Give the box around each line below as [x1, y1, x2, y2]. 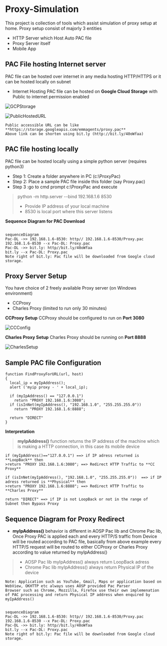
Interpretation [5, 428, 35, 435]
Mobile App [12, 45, 36, 51]
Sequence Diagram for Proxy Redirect [5, 515, 125, 523]
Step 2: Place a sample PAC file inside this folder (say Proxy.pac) [12, 178, 146, 184]
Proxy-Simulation [5, 3, 79, 15]
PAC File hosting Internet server [5, 60, 106, 68]
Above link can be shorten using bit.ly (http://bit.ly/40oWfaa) [5, 131, 144, 136]
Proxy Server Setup [5, 272, 67, 280]
